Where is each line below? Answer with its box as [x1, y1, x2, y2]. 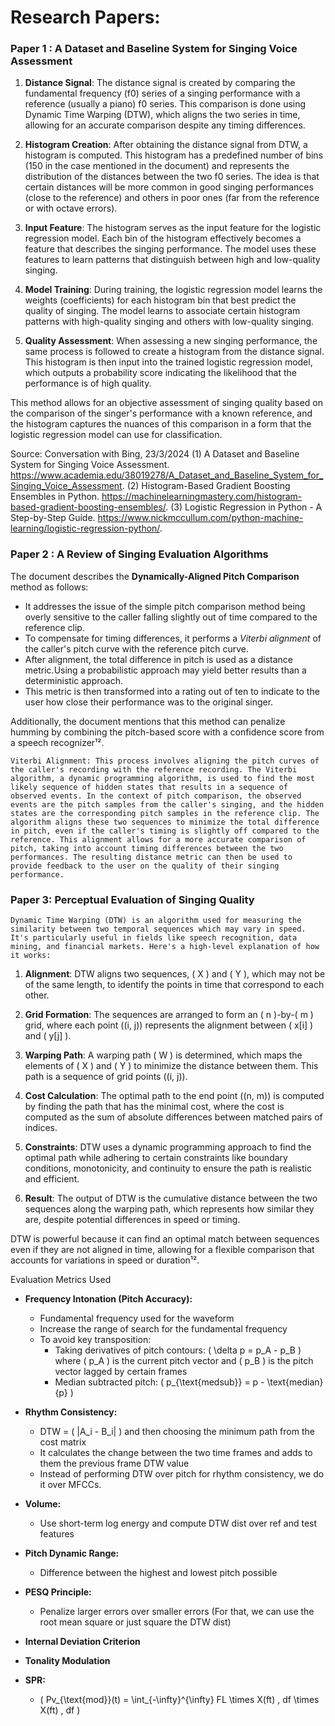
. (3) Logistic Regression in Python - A [165, 501, 323, 513]
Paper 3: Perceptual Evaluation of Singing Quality [10, 892, 255, 906]
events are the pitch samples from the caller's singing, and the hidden [10, 799, 325, 810]
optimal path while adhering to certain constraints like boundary [24, 1152, 288, 1164]
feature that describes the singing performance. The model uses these [24, 243, 317, 255]
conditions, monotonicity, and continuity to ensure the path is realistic [24, 1162, 312, 1175]
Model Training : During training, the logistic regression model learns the [24, 284, 323, 296]
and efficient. [24, 1173, 80, 1185]
